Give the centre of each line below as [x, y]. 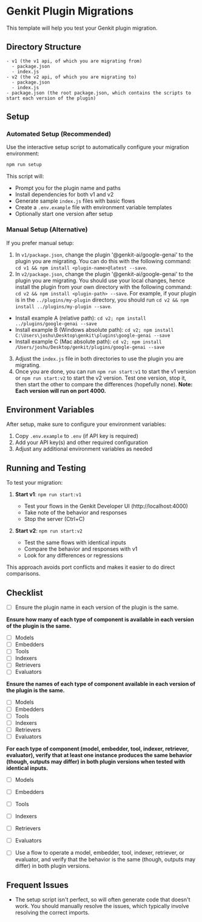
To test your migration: [35, 483]
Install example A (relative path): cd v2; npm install [81, 318]
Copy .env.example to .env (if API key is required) [76, 436]
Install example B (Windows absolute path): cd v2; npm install [94, 329]
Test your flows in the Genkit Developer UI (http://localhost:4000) [106, 506]
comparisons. [23, 574]
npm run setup [24, 165]
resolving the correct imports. [52, 913]
